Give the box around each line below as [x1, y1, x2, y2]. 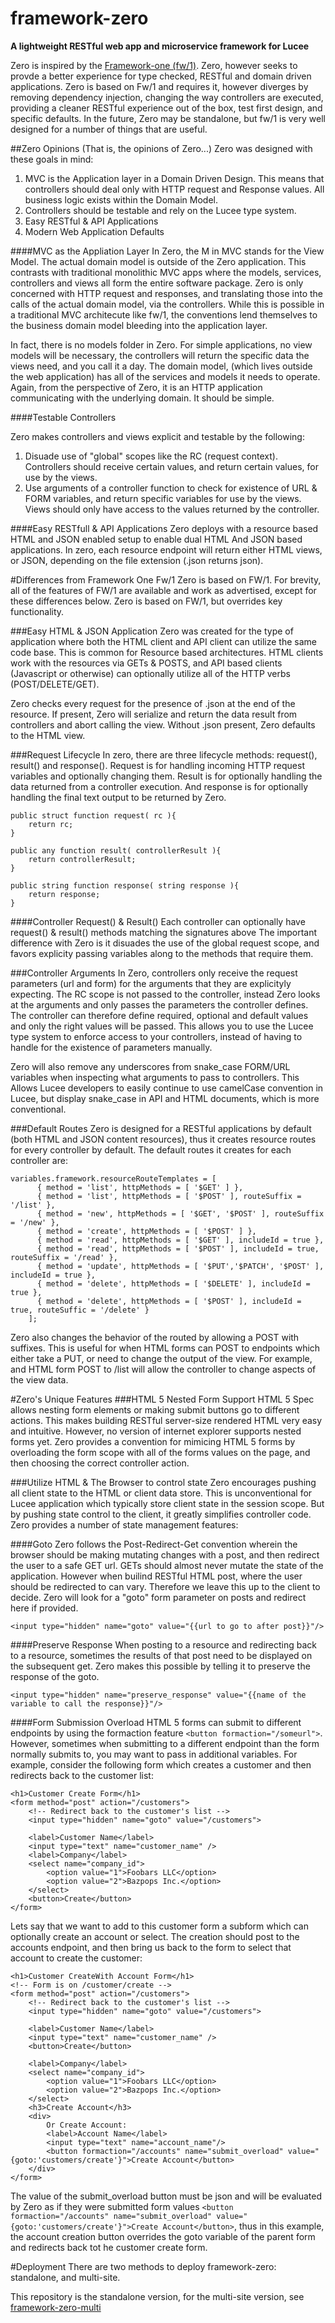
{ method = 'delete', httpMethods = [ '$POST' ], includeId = [36, 1296, 302, 1306]
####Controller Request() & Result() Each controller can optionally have [10, 915, 306, 927]
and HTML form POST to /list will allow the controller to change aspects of [10, 1363, 317, 1375]
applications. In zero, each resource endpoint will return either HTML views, [10, 543, 323, 556]
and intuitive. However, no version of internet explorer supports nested [10, 1425, 302, 1437]
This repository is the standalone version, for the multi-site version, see [10, 2290, 305, 2302]
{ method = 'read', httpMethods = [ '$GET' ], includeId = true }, [36, 1235, 325, 1245]
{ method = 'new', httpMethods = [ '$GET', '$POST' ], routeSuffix [36, 1208, 325, 1219]
